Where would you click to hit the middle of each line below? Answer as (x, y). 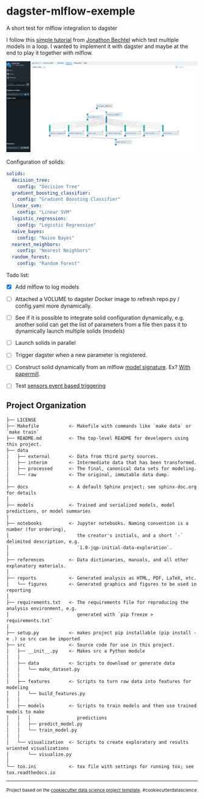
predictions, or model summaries (49, 511)
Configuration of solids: (36, 162)
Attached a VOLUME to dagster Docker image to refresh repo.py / (97, 299)
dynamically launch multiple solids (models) (70, 331)
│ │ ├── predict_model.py (45, 724)
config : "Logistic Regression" (57, 225)
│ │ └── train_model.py (42, 730)
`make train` (23, 432)
